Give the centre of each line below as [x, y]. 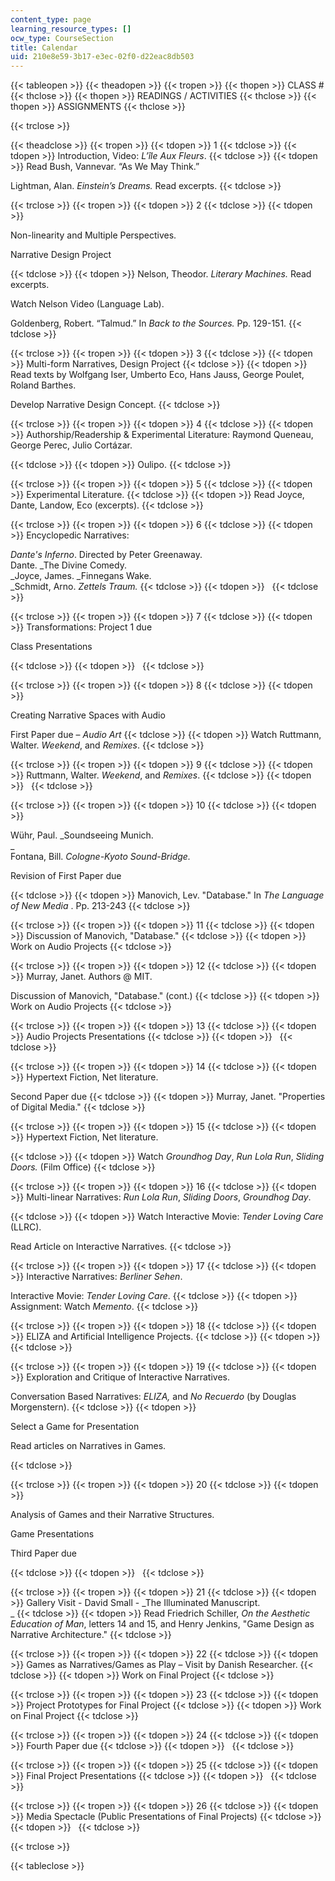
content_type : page [51, 19]
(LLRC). [26, 1227]
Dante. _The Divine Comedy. [68, 565]
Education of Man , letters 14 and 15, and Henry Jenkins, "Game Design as [162, 1624]
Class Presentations [51, 647]
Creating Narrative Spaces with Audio [88, 715]
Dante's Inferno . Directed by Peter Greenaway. [106, 555]
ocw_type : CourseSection [62, 38]
